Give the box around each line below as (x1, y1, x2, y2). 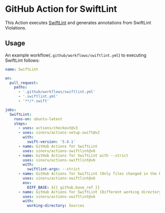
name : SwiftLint (5, 67, 38, 72)
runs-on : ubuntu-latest (14, 116, 63, 121)
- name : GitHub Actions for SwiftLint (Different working (18, 189, 139, 194)
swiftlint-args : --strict (27, 167, 80, 172)
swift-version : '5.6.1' (27, 139, 76, 144)
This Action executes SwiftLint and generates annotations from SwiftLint (5, 20, 151, 26)
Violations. (5, 25, 27, 30)
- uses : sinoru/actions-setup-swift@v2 (18, 130, 100, 135)
